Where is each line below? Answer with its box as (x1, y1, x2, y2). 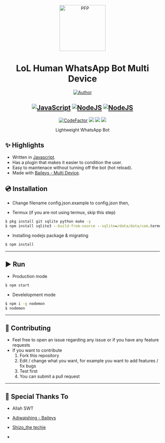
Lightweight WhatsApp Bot (55, 127, 110, 133)
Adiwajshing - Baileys (12, 415, 56, 421)
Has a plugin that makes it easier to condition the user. (12, 159, 123, 165)
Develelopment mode (12, 292, 56, 298)
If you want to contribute (12, 347, 62, 353)
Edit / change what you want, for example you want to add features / (19, 358, 159, 364)
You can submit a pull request (19, 373, 80, 380)
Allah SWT (12, 405, 34, 412)
